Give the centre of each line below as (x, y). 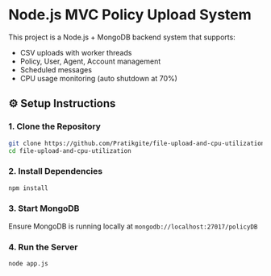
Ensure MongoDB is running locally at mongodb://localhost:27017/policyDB (133, 226)
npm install (28, 188)
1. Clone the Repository (54, 126)
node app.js (28, 264)
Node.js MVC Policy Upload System (130, 15)
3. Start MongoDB (44, 208)
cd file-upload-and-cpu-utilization (70, 150)
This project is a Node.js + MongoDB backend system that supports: (122, 37)
